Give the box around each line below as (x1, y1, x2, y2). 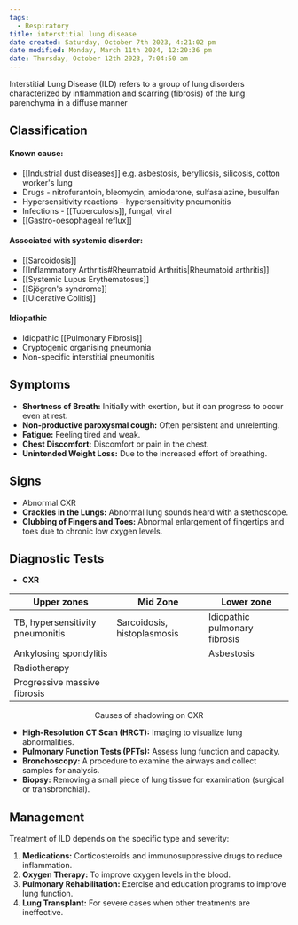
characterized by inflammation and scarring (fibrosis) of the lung (9, 88, 246, 99)
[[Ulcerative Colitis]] (21, 292, 96, 303)
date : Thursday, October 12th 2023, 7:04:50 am (9, 54, 189, 63)
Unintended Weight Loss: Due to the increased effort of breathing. (21, 447, 268, 458)
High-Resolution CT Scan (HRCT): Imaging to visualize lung (21, 727, 243, 738)
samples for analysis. (21, 765, 100, 776)
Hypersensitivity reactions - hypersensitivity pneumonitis (21, 196, 231, 207)
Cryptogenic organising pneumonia (21, 343, 152, 352)
